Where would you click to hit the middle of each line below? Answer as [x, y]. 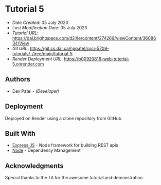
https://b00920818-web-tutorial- [97, 59]
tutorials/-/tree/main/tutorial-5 [42, 53]
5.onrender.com [28, 64]
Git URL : [20, 48]
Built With [20, 134]
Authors [18, 79]
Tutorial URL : [25, 33]
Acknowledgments [35, 166]
